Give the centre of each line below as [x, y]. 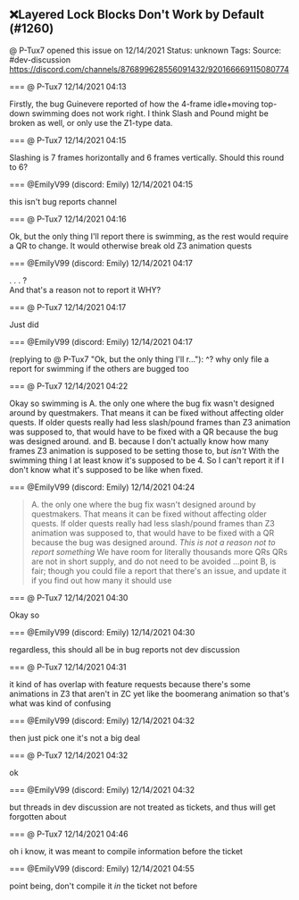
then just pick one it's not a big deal [75, 737]
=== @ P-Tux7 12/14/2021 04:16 [68, 219]
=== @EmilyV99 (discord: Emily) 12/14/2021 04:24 [102, 487]
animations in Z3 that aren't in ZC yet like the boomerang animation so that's [149, 694]
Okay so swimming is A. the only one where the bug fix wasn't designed [142, 403]
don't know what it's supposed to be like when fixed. [106, 469]
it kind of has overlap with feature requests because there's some [130, 684]
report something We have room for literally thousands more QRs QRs [159, 551]
